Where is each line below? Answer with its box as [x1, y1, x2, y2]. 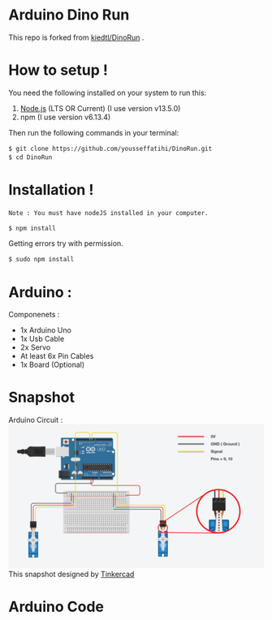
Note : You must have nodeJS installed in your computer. [8, 209, 209, 217]
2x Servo [19, 342, 51, 352]
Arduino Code [8, 597, 104, 616]
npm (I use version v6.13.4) [19, 112, 111, 122]
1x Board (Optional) [19, 360, 85, 370]
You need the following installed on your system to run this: [8, 88, 207, 97]
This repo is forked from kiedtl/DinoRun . [8, 32, 145, 42]
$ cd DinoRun [8, 153, 53, 161]
